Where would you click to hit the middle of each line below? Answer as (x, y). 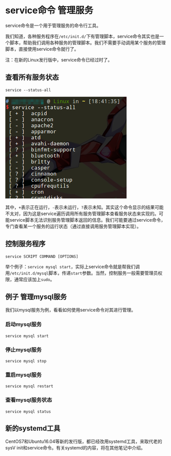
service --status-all (28, 90)
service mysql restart (29, 386)
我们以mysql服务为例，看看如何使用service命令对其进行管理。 (70, 310)
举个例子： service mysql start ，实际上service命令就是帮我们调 (73, 266)
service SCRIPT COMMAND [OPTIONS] (42, 256)
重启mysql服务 (23, 375)
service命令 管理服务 (49, 10)
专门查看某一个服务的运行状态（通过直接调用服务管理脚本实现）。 (73, 226)
